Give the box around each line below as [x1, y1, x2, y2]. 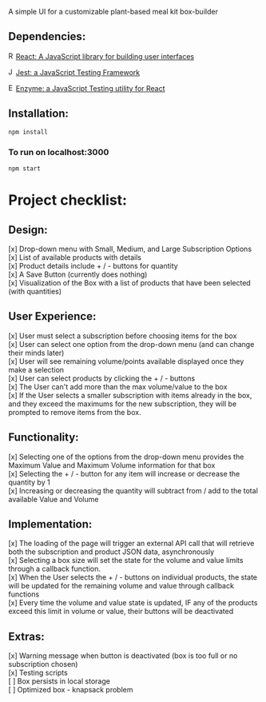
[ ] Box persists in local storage [8, 676, 110, 686]
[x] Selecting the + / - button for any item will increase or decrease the [8, 469, 240, 478]
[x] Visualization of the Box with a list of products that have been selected [8, 277, 252, 287]
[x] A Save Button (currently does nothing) [8, 269, 148, 279]
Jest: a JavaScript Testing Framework [15, 67, 141, 77]
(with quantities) [8, 286, 62, 296]
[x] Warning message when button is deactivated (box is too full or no [8, 651, 238, 660]
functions [8, 589, 40, 599]
